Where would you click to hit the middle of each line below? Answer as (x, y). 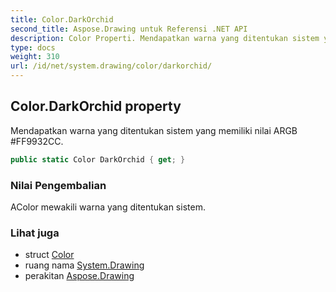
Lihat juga (35, 233)
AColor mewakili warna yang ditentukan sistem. (108, 207)
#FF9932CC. (37, 141)
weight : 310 (35, 57)
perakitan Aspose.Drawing (79, 276)
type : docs (33, 47)
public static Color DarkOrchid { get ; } (98, 159)
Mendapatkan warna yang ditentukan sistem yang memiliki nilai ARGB (154, 130)
